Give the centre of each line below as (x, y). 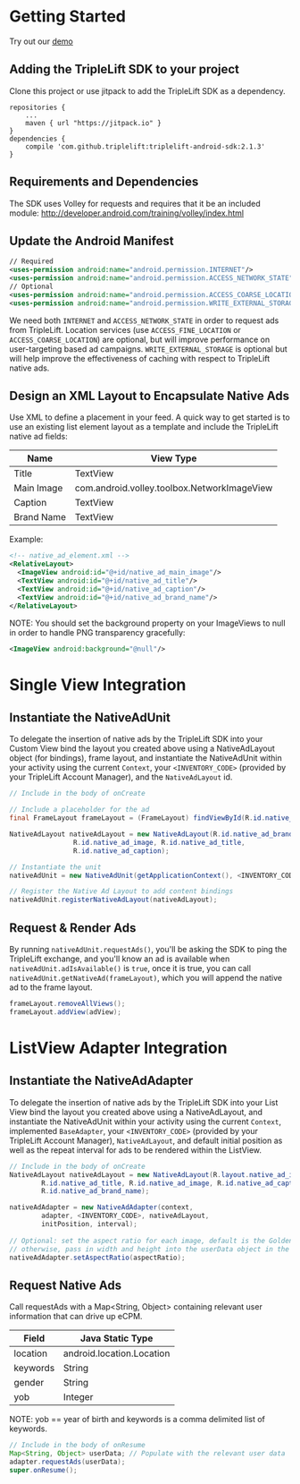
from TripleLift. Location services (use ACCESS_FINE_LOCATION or (125, 329)
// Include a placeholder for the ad (79, 810)
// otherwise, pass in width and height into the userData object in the (150, 1249)
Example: (26, 540)
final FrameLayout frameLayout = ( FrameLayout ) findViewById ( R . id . (137, 818)
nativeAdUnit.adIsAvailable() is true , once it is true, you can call (130, 968)
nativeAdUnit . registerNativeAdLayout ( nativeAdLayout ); (113, 900)
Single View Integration (98, 684)
